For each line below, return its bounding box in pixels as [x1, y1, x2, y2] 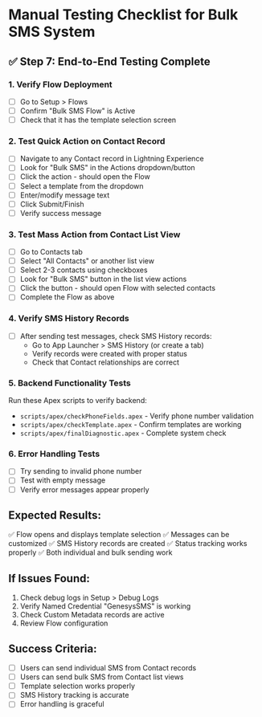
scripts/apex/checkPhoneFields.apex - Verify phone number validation [19, 411, 255, 421]
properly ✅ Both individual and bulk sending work [8, 548, 173, 557]
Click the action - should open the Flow [19, 172, 150, 181]
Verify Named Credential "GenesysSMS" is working [19, 601, 191, 611]
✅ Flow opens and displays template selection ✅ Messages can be [8, 530, 230, 540]
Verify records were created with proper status [31, 348, 187, 358]
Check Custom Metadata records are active [19, 610, 165, 620]
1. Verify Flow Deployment [8, 79, 113, 90]
